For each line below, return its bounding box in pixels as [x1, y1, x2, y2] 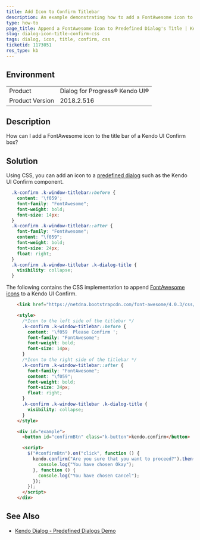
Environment [6, 70, 55, 80]
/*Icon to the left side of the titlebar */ [21, 317, 135, 324]
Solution [6, 156, 38, 166]
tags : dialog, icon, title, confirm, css [6, 36, 111, 42]
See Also [6, 511, 40, 522]
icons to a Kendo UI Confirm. [6, 290, 77, 297]
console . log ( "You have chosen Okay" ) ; [37, 461, 135, 467]
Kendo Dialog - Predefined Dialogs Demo [14, 527, 116, 534]
